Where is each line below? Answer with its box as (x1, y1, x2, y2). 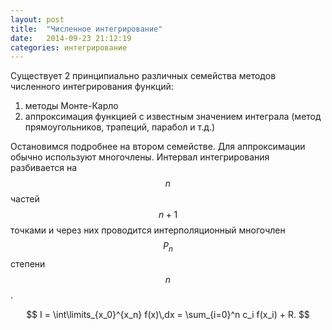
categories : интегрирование (10, 42, 128, 53)
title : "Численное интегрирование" (10, 24, 163, 34)
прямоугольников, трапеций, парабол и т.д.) (24, 121, 216, 133)
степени (10, 258, 46, 270)
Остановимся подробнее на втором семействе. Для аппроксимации (10, 141, 306, 153)
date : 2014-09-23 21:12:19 (10, 33, 132, 43)
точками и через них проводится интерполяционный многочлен (10, 224, 286, 236)
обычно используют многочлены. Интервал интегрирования (10, 151, 270, 163)
